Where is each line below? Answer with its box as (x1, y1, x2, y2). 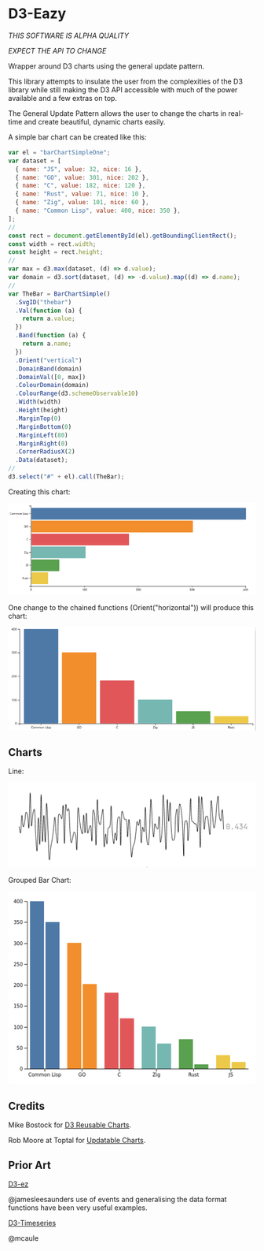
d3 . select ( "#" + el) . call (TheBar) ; (8, 473, 125, 481)
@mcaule (8, 1233, 39, 1242)
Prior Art (8, 1158, 51, 1171)
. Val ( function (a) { (15, 307, 82, 315)
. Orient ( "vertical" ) (15, 356, 82, 364)
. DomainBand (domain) (15, 364, 82, 373)
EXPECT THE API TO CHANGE (8, 46, 107, 55)
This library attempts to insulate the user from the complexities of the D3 (8, 76, 244, 86)
